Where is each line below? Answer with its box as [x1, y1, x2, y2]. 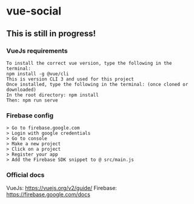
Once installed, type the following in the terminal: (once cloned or [6, 81, 189, 87]
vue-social [6, 4, 62, 18]
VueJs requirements [6, 47, 68, 55]
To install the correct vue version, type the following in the [6, 60, 172, 66]
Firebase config [6, 111, 54, 119]
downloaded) [6, 87, 36, 93]
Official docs [6, 171, 45, 179]
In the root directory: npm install [6, 92, 99, 98]
